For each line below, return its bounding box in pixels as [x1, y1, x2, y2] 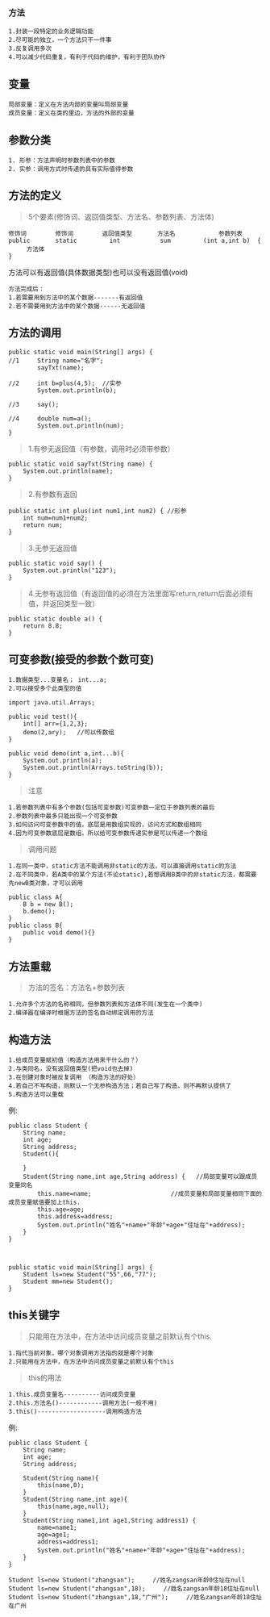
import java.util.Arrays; [8, 699, 95, 707]
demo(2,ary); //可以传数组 [23, 729, 114, 737]
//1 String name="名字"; [8, 357, 104, 365]
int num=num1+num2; [23, 514, 89, 522]
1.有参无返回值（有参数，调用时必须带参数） [27, 444, 175, 453]
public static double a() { [8, 615, 103, 623]
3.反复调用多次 [8, 44, 52, 53]
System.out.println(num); [37, 421, 125, 429]
